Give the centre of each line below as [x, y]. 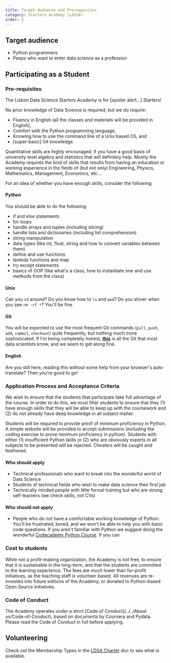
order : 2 [15, 19]
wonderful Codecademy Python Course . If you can [66, 535]
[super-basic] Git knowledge [43, 141]
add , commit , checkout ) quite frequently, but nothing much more [71, 333]
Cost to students [26, 548]
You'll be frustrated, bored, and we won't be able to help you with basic [88, 524]
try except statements [36, 265]
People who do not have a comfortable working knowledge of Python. [86, 519]
